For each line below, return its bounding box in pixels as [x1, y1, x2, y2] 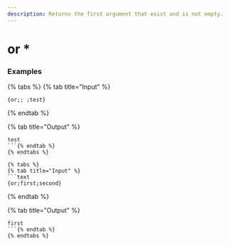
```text [7, 173, 31, 181]
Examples [7, 66, 43, 76]
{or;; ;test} [7, 97, 46, 104]
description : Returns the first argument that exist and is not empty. [7, 10, 224, 18]
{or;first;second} [7, 180, 62, 187]
